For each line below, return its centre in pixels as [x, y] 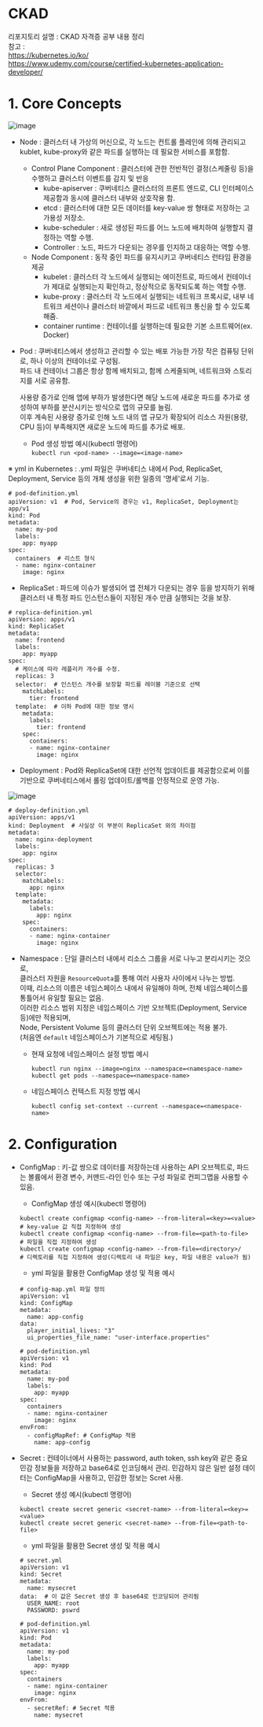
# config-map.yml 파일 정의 [62, 1289]
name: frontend [40, 640]
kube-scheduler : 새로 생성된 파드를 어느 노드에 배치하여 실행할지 [144, 227]
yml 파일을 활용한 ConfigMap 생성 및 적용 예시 [103, 1273]
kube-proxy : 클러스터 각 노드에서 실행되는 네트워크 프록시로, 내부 [144, 296]
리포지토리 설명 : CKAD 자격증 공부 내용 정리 [77, 36]
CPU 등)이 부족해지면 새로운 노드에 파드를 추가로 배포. [102, 427]
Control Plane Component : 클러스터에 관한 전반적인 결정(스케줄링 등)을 [142, 168]
